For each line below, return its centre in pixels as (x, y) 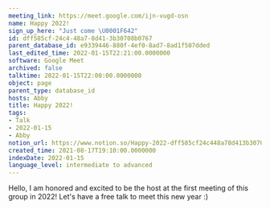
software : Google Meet (46, 61)
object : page (30, 83)
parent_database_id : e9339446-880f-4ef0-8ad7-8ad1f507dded (109, 46)
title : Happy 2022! (41, 105)
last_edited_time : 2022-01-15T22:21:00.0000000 (90, 53)
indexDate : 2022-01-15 (46, 158)
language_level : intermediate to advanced (80, 166)
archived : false (35, 68)
